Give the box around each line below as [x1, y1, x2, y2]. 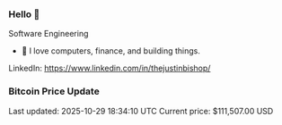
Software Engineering [8, 29, 89, 39]
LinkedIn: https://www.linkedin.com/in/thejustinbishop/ [8, 62, 211, 74]
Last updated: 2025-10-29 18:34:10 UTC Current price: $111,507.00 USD [8, 105, 274, 116]
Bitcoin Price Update [8, 85, 100, 97]
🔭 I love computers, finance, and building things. [21, 46, 201, 56]
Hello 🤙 [8, 8, 40, 21]
